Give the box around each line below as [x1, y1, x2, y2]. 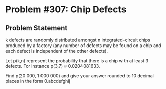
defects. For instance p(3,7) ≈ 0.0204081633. [5, 63, 100, 69]
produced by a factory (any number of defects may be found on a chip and [5, 42, 161, 49]
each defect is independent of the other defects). [5, 48, 108, 54]
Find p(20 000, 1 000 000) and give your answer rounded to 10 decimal [5, 73, 154, 79]
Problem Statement [5, 24, 68, 32]
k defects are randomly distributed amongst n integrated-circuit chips [5, 37, 150, 43]
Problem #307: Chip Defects [5, 4, 127, 15]
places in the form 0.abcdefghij [5, 78, 70, 84]
